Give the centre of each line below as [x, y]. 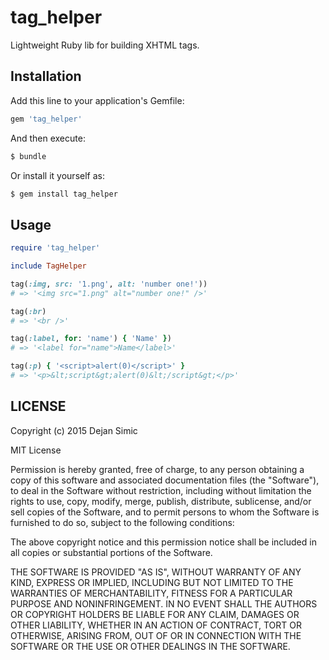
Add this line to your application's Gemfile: [97, 100]
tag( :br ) [28, 311]
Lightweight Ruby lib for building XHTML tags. [105, 45]
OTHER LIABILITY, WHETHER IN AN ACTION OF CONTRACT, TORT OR [156, 625]
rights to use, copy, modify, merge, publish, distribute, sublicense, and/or [161, 501]
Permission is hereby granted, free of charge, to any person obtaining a [157, 469]
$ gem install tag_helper [64, 194]
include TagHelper [48, 266]
